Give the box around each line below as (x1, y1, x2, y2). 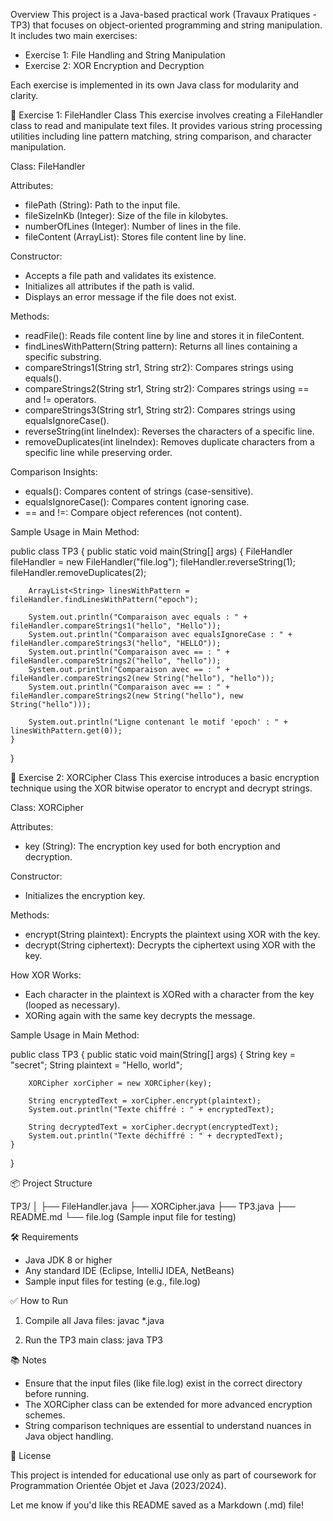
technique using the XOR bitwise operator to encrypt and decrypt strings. (10, 782, 313, 794)
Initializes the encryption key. (24, 890, 146, 901)
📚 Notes (10, 1354, 47, 1366)
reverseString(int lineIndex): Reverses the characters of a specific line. (24, 425, 315, 437)
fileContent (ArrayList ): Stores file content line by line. (24, 231, 247, 243)
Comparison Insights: (10, 466, 98, 478)
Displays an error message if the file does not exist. (24, 291, 237, 303)
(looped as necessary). (24, 999, 121, 1011)
